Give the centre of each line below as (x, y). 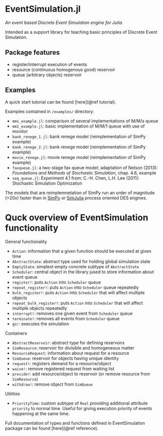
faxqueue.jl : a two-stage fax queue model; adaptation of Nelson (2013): (85, 168)
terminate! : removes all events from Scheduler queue (66, 318)
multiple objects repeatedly (40, 308)
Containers (16, 333)
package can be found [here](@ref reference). (52, 428)
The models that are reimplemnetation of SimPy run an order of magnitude (80, 193)
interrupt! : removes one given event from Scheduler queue (72, 313)
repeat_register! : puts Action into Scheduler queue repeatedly (75, 287)
